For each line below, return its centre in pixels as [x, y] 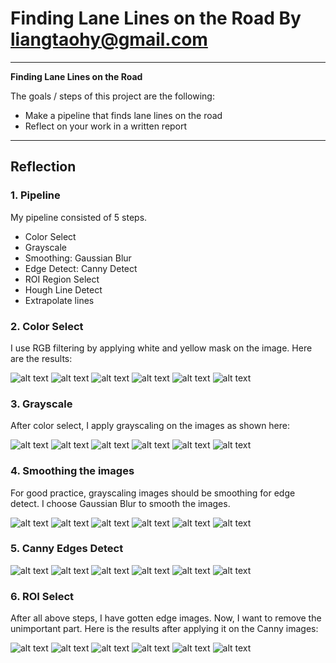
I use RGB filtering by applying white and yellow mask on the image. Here [161, 348]
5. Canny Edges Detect [67, 549]
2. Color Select [47, 326]
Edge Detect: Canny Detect [81, 268]
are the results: [41, 358]
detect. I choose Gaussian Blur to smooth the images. [120, 503]
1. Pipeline [35, 195]
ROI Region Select [62, 279]
